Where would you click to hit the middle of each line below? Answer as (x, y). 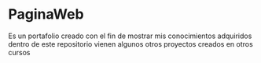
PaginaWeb (46, 14)
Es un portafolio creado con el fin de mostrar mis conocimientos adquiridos (130, 36)
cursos (19, 52)
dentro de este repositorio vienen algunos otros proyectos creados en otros (130, 44)
